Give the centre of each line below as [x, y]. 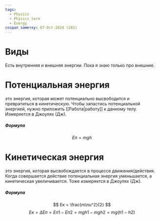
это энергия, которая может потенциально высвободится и [67, 99]
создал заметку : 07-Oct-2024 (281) [41, 28]
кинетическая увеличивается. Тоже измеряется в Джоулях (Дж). [73, 181]
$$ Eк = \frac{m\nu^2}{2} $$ [82, 204]
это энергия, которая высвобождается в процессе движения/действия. [80, 171]
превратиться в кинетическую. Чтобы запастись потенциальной [73, 104]
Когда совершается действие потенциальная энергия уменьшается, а [79, 176]
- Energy [18, 23]
